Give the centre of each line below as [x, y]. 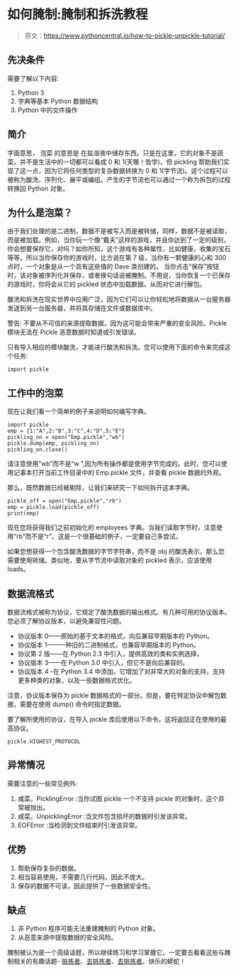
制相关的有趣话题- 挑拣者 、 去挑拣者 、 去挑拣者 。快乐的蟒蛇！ [97, 961]
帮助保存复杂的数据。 [49, 868]
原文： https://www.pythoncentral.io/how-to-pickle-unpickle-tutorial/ [125, 35]
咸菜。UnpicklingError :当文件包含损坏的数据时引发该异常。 [104, 816]
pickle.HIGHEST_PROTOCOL [44, 742]
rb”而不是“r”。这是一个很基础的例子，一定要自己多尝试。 [99, 537]
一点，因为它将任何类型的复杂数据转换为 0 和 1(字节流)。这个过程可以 [127, 170]
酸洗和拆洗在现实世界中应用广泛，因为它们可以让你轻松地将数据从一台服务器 [119, 299]
